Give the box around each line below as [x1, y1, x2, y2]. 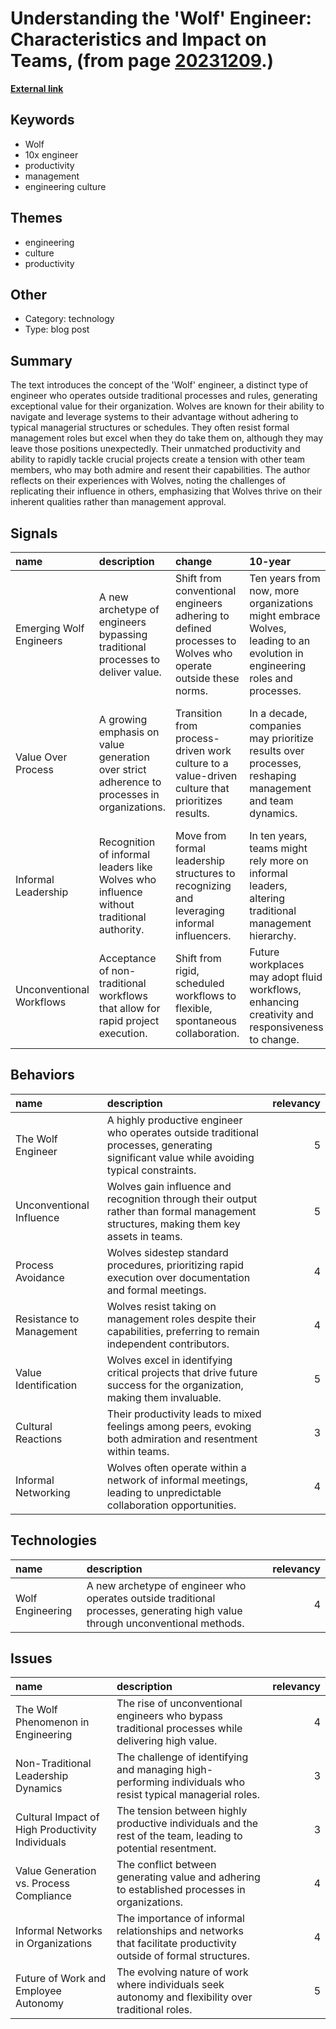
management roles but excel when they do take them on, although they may [10, 432, 324, 444]
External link [10, 82, 64, 94]
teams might [249, 842, 308, 855]
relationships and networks [116, 1924, 245, 1938]
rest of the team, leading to [116, 1829, 243, 1843]
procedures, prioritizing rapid [106, 1258, 245, 1272]
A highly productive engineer [106, 1113, 243, 1127]
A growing [98, 713, 148, 726]
